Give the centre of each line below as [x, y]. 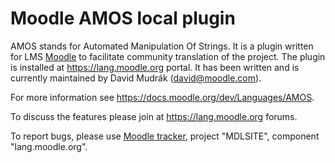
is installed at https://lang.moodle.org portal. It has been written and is [155, 67]
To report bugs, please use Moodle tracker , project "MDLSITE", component [165, 136]
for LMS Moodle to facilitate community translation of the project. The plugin [168, 56]
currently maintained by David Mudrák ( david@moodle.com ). [136, 78]
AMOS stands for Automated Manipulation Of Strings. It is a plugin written [162, 46]
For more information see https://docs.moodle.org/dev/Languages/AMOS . [162, 97]
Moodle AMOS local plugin [123, 18]
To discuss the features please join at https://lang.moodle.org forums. [154, 116]
